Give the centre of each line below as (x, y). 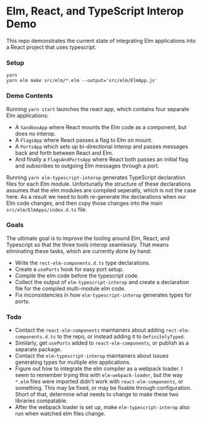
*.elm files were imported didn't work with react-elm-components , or (99, 381)
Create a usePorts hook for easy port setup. (69, 269)
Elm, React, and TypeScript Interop (95, 11)
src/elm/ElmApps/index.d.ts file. (47, 209)
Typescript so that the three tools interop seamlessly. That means (87, 244)
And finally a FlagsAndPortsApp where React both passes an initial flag (102, 159)
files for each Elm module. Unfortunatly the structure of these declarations (99, 184)
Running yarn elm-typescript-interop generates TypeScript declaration (96, 177)
